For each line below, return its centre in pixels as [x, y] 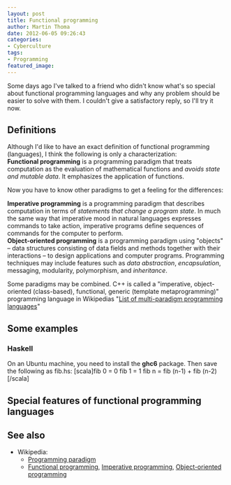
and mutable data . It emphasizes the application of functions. [96, 176]
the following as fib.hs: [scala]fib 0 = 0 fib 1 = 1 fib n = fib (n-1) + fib [104, 371]
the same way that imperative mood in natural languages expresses [104, 218]
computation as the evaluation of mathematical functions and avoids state [114, 169]
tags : [15, 53]
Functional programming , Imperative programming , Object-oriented [125, 467]
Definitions [32, 130]
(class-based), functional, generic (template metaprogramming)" [126, 292]
